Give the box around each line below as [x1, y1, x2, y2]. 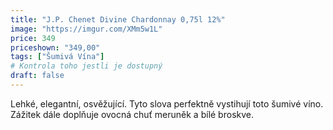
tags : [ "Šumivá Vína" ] [10, 52, 105, 62]
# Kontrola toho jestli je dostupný [10, 61, 163, 71]
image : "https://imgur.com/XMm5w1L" [10, 24, 163, 34]
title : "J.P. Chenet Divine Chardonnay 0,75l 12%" [10, 14, 226, 25]
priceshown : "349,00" [10, 42, 101, 53]
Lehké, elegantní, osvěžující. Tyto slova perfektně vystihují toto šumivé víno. [10, 97, 324, 110]
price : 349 [10, 33, 56, 43]
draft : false [10, 71, 65, 81]
